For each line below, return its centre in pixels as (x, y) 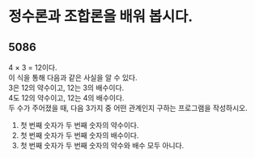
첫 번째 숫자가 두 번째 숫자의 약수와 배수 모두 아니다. (102, 145)
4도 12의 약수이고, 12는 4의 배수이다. (66, 98)
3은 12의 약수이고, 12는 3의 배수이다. (66, 88)
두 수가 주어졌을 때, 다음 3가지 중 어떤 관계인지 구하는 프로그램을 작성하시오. (128, 108)
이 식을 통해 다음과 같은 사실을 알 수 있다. (73, 77)
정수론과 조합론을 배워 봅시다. (101, 17)
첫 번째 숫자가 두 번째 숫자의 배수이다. (79, 135)
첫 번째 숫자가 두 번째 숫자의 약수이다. (79, 125)
